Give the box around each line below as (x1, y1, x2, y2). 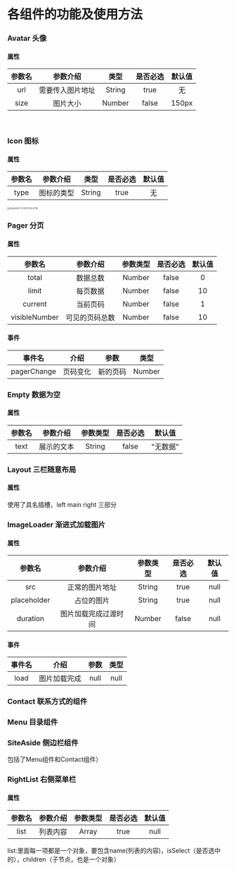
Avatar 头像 (7, 33, 47, 43)
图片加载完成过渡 (60, 609, 117, 619)
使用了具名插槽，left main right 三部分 (7, 501, 117, 509)
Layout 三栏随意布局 (7, 465, 77, 474)
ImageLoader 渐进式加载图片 (7, 520, 106, 529)
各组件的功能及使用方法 (7, 6, 143, 23)
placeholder (11, 595, 51, 605)
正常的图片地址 (67, 582, 117, 592)
